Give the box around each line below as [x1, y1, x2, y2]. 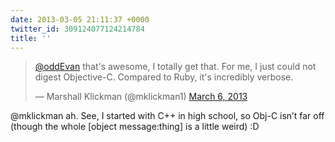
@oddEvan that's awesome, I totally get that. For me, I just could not [34, 61, 317, 73]
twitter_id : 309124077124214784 [10, 24, 145, 34]
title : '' [10, 33, 52, 43]
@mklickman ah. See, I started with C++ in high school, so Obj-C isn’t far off [10, 110, 325, 122]
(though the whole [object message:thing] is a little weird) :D [10, 121, 260, 133]
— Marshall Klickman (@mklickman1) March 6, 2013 [34, 91, 248, 103]
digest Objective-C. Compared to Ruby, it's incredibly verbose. [34, 71, 294, 83]
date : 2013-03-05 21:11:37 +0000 [10, 14, 150, 25]
